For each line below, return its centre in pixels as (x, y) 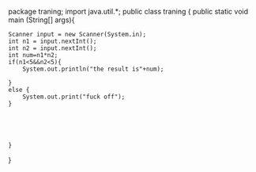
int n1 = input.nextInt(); (53, 41)
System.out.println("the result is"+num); (93, 69)
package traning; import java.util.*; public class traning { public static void (128, 11)
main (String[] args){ (41, 20)
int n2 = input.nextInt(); (53, 48)
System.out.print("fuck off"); (74, 97)
